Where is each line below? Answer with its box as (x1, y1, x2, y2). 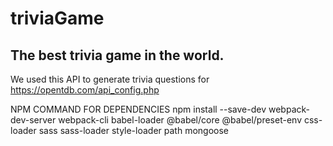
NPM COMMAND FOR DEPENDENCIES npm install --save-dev (10, 103, 267, 115)
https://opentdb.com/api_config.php (10, 84, 160, 96)
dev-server (10, 114, 57, 126)
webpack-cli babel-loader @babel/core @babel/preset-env (58, 114, 303, 126)
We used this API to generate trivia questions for (10, 73, 210, 85)
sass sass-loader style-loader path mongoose (38, 125, 230, 136)
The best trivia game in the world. (10, 47, 225, 64)
